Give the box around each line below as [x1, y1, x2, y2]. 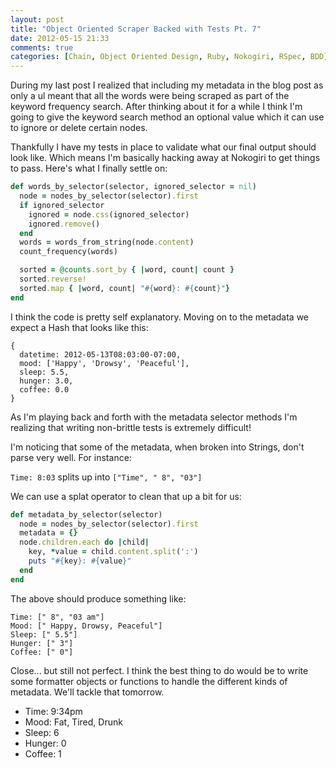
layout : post [10, 14, 65, 25]
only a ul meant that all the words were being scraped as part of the [10, 90, 290, 102]
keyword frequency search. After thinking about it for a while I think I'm [10, 101, 303, 113]
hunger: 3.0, [19, 376, 74, 386]
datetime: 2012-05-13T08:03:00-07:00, [19, 349, 182, 360]
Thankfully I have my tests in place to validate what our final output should [10, 141, 317, 153]
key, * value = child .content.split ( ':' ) [28, 547, 199, 557]
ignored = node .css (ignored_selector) [28, 209, 190, 220]
